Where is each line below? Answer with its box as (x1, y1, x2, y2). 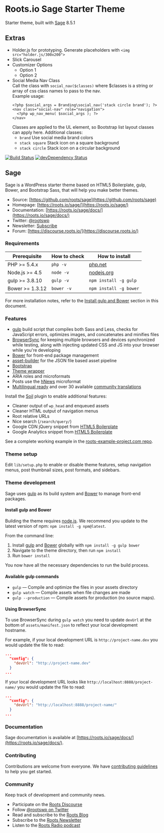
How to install (97, 253, 131, 259)
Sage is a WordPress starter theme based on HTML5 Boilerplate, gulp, (5, 182, 147, 188)
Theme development (5, 479, 56, 486)
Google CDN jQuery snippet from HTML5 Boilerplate (12, 424, 118, 430)
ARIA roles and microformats (12, 373, 70, 379)
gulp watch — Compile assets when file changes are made (12, 590, 131, 596)
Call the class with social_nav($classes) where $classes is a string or (12, 83, 153, 88)
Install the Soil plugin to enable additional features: (5, 393, 107, 399)
